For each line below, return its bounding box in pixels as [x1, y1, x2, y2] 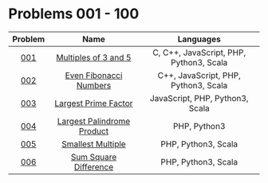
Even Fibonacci [65, 69, 123, 80]
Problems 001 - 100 [8, 5, 140, 23]
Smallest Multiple [61, 138, 126, 150]
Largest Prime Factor [54, 97, 133, 108]
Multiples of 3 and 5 [56, 52, 132, 63]
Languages [177, 33, 221, 45]
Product [78, 125, 109, 136]
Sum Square [70, 151, 117, 162]
